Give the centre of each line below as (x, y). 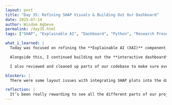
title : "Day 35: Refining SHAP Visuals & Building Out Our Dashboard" (82, 15)
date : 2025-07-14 (24, 19)
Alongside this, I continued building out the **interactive (77, 57)
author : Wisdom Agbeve (29, 24)
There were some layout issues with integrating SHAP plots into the (85, 80)
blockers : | (18, 76)
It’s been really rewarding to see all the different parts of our (83, 94)
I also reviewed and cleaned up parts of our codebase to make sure (84, 66)
